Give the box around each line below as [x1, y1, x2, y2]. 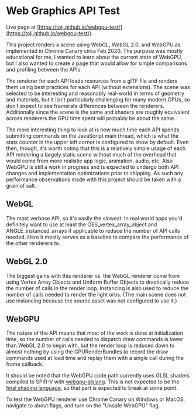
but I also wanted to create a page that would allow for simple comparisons [6, 60, 187, 67]
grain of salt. [6, 182, 37, 189]
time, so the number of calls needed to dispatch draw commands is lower [6, 336, 183, 343]
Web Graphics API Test [6, 4, 121, 18]
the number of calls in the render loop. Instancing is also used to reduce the [6, 284, 189, 291]
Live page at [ [6, 23, 39, 30]
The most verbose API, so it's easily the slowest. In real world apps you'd [6, 215, 183, 222]
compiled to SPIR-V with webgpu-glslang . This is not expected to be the [6, 378, 180, 385]
